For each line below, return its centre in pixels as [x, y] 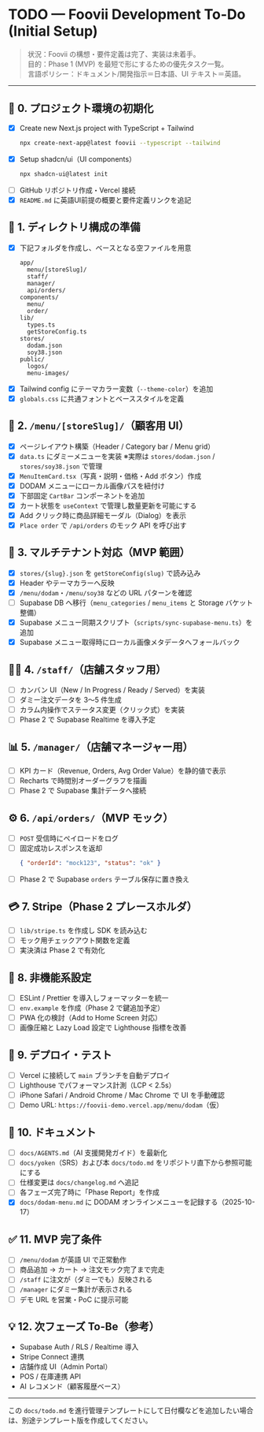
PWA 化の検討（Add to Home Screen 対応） [91, 1018]
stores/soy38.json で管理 [61, 466]
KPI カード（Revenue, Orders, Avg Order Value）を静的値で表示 [123, 771]
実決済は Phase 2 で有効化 [62, 950]
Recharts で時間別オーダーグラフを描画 [83, 781]
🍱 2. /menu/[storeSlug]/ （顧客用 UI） [99, 426]
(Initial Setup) [53, 31]
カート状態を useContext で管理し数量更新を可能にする [108, 505]
